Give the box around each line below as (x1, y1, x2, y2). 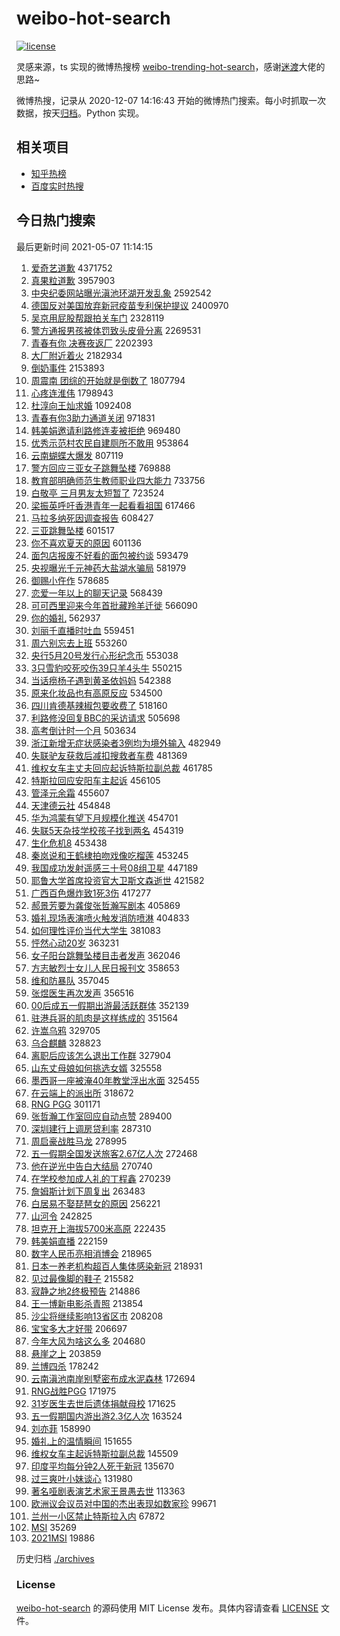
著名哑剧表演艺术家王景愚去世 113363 (30, 1485, 186, 1497)
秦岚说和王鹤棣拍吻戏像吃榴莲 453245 (30, 849, 189, 861)
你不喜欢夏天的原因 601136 (30, 537, 142, 549)
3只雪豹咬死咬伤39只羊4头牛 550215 (30, 662, 183, 674)
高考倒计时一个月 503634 (30, 724, 137, 736)
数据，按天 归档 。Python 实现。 (16, 107, 145, 119)
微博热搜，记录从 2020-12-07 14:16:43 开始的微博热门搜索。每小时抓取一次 (16, 94, 327, 106)
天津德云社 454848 (30, 799, 111, 811)
